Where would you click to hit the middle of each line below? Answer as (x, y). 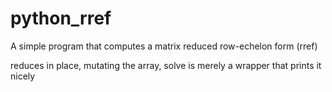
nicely (23, 76)
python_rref (61, 18)
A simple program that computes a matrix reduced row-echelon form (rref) (164, 46)
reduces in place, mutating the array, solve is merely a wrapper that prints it (166, 65)
